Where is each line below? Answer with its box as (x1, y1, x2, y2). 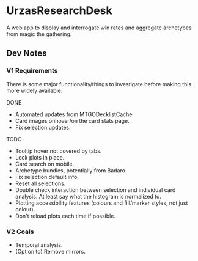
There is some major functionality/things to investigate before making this (6, 80, 192, 87)
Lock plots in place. (15, 153, 65, 161)
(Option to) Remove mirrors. (15, 248, 86, 255)
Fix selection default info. (15, 173, 79, 180)
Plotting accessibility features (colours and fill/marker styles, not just (15, 199, 188, 207)
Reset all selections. (15, 180, 66, 187)
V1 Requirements (6, 67, 58, 75)
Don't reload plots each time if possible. (15, 212, 116, 219)
